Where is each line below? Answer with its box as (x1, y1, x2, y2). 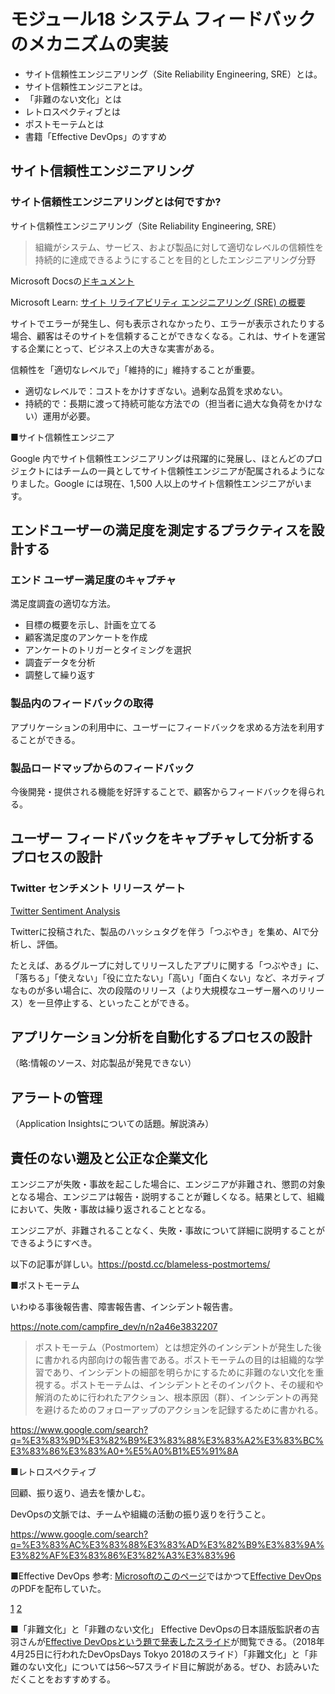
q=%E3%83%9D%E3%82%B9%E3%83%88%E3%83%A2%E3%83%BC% (10, 1435, 325, 1447)
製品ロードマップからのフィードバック (10, 761, 195, 775)
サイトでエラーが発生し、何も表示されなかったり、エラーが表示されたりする (10, 317, 326, 329)
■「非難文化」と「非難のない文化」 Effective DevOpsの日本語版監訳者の (10, 1623, 312, 1635)
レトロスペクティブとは (24, 105, 121, 117)
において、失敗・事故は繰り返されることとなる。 (10, 1203, 212, 1215)
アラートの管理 (10, 1089, 103, 1106)
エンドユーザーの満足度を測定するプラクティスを (10, 522, 312, 539)
